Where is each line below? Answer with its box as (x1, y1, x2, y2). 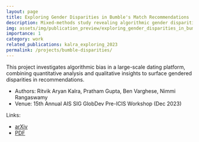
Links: (6, 111, 21, 118)
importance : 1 (6, 31, 41, 37)
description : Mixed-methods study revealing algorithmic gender (6, 20, 168, 25)
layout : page (6, 8, 38, 15)
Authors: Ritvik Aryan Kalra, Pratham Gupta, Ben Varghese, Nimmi (14, 87, 176, 95)
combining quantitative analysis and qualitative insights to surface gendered (6, 69, 192, 77)
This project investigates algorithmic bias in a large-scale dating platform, (6, 63, 185, 70)
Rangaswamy (14, 93, 48, 101)
